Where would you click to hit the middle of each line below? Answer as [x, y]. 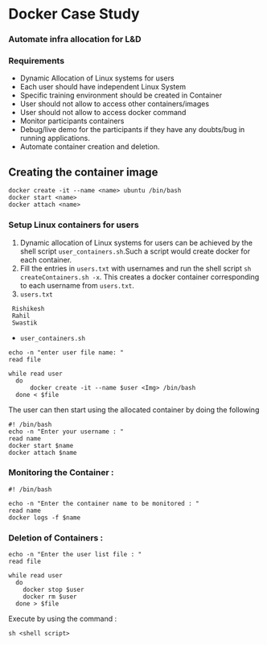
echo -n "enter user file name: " [66, 352]
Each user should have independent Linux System [103, 87]
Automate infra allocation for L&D [75, 39]
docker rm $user [50, 597]
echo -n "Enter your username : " [66, 432]
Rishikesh [28, 308]
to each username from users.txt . [77, 285]
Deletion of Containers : [56, 538]
